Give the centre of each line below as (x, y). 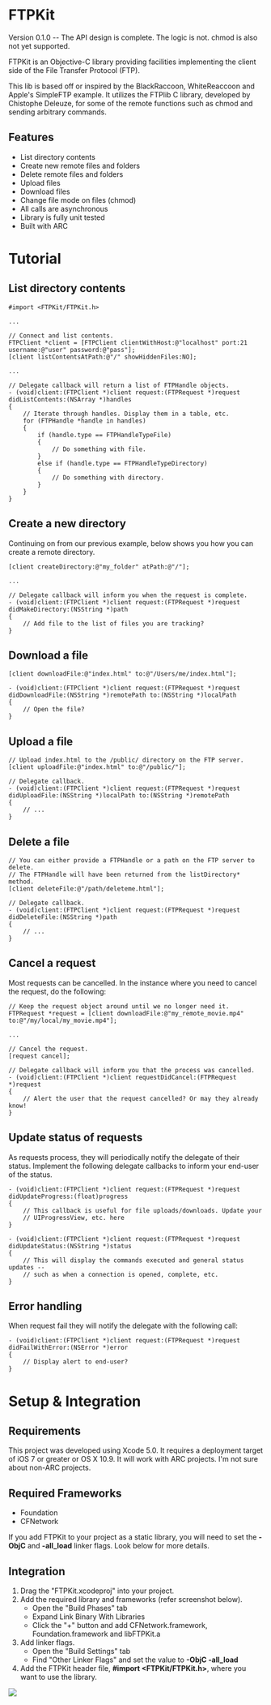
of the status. (30, 1175)
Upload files (40, 183)
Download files (45, 191)
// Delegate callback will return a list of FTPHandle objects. (119, 385)
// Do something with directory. (108, 477)
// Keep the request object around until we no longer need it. (119, 1006)
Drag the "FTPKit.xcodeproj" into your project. (97, 1591)
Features (31, 137)
